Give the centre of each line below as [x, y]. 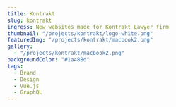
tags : [15, 66]
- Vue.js [27, 86]
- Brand [25, 73]
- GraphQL [28, 92]
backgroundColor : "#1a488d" [49, 60]
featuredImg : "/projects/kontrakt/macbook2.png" [80, 40]
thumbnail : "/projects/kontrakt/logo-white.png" [80, 33]
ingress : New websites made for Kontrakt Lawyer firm [88, 27]
